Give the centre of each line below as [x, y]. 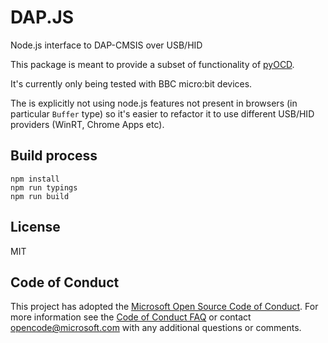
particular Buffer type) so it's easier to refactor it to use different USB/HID [162, 113]
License [35, 227]
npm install [35, 179]
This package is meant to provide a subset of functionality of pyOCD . [152, 64]
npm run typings [44, 187]
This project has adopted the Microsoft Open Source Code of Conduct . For [164, 307]
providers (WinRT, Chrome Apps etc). [87, 124]
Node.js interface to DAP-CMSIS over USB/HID [106, 45]
